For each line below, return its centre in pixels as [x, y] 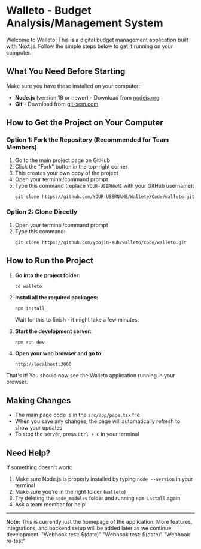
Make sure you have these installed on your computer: [73, 86]
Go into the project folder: [48, 275]
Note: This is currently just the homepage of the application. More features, [99, 522]
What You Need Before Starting [66, 72]
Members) [22, 148]
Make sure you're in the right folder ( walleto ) [70, 492]
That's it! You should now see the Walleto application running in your [91, 375]
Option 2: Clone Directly [42, 212]
